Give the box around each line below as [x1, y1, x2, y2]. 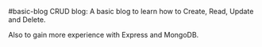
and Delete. [8, 15, 46, 24]
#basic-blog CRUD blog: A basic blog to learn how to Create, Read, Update [8, 7, 254, 16]
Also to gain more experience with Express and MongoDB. [8, 31, 199, 39]
